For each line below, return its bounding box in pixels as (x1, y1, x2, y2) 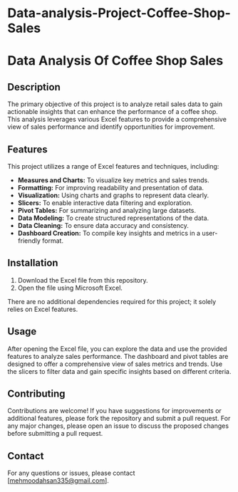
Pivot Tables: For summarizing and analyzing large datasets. (17, 206, 197, 214)
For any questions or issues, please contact (7, 469, 135, 478)
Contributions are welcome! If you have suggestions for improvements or (7, 407, 222, 415)
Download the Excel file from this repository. (17, 276, 148, 284)
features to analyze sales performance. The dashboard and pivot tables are (7, 352, 229, 360)
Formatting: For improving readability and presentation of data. (17, 184, 205, 192)
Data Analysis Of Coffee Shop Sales (7, 53, 224, 69)
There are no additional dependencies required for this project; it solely (7, 297, 217, 305)
